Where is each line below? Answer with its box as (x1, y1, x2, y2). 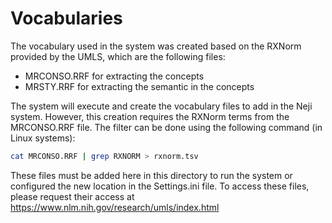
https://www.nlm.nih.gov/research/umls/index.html (10, 201, 220, 213)
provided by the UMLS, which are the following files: (10, 50, 226, 62)
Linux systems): (10, 132, 76, 144)
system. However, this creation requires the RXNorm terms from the (10, 110, 290, 122)
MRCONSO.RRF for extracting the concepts (24, 70, 205, 82)
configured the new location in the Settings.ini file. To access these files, (10, 180, 310, 192)
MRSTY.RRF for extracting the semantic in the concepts (24, 80, 255, 92)
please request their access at (10, 190, 135, 202)
